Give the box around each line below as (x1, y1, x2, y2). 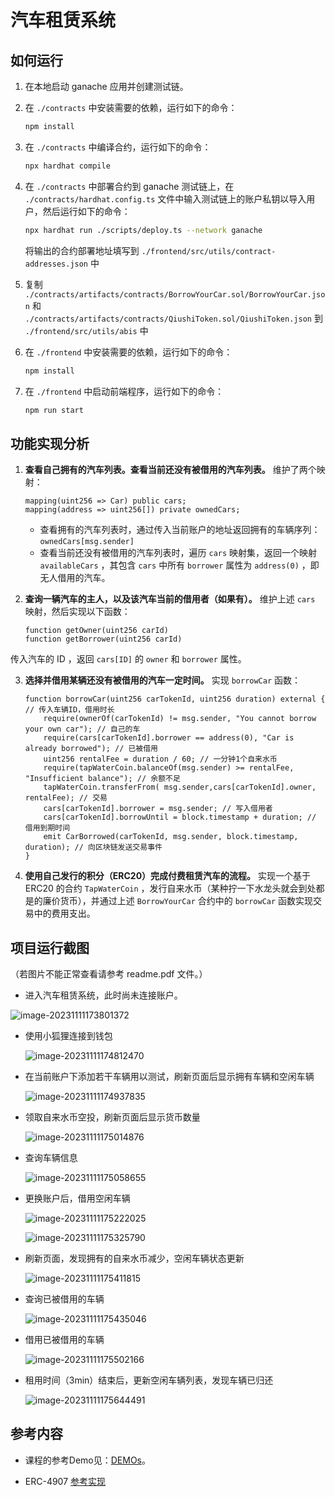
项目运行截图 (10, 939, 90, 956)
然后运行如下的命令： (42, 205, 131, 217)
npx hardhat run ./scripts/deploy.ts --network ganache (24, 225, 263, 235)
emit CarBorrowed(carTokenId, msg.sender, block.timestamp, (43, 832, 299, 842)
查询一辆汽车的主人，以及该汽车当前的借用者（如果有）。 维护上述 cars (24, 593, 316, 605)
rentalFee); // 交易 (24, 793, 108, 803)
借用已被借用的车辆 (24, 1334, 105, 1345)
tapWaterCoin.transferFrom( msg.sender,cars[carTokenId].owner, (43, 782, 317, 793)
